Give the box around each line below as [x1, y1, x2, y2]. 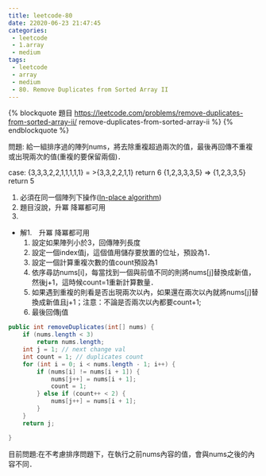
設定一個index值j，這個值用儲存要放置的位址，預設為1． [31, 248, 214, 257]
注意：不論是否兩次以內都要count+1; [82, 297, 202, 307]
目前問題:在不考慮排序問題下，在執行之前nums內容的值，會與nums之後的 [8, 449, 249, 459]
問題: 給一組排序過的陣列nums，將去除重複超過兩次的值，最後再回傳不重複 [8, 142, 253, 152]
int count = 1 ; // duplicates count [22, 353, 145, 361]
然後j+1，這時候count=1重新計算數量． [31, 277, 158, 287]
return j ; [22, 419, 56, 428]
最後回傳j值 [31, 308, 69, 317]
